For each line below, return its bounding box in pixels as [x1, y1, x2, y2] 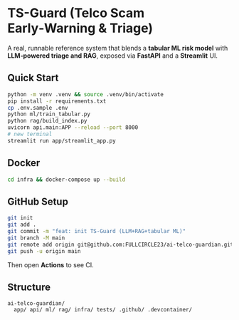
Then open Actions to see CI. [7, 260, 94, 269]
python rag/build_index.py [7, 118, 87, 125]
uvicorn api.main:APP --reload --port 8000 [7, 124, 139, 131]
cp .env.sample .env [7, 104, 69, 111]
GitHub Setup [7, 195, 69, 207]
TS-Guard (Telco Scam [7, 5, 145, 21]
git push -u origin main [7, 247, 81, 254]
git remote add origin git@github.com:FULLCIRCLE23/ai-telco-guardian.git [7, 241, 234, 248]
